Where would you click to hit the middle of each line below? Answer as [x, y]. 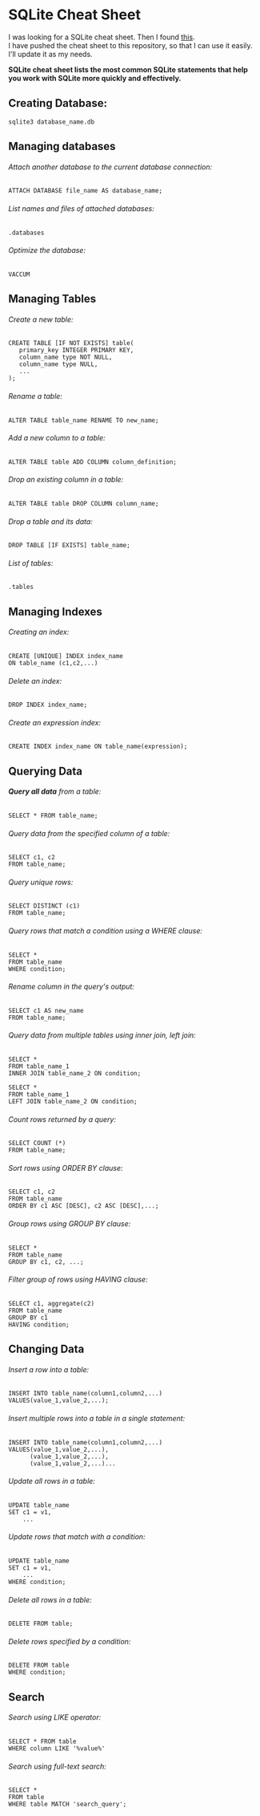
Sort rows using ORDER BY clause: [66, 1168]
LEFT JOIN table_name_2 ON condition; [73, 1101]
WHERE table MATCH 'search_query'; [68, 1804]
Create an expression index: [55, 722]
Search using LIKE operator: [55, 1717]
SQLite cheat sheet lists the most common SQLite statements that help [128, 69]
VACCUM [19, 274]
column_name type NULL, [58, 364]
